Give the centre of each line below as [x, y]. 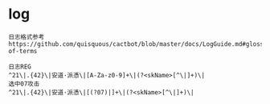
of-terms [23, 51]
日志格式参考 [27, 37]
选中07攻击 [24, 84]
